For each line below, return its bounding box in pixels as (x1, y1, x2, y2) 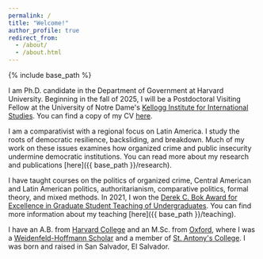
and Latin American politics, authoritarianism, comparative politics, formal (8, 184, 249, 193)
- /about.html (15, 48, 62, 56)
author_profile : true (8, 26, 80, 34)
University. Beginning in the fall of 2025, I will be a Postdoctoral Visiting (8, 95, 242, 103)
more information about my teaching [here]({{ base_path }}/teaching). (8, 210, 236, 218)
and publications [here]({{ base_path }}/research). (8, 160, 173, 169)
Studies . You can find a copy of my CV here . (8, 111, 153, 120)
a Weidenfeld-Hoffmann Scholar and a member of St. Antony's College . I (8, 234, 246, 242)
